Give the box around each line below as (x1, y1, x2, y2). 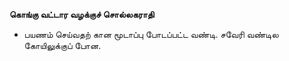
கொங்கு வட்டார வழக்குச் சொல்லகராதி (9, 9, 155, 20)
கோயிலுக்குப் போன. (23, 40, 102, 51)
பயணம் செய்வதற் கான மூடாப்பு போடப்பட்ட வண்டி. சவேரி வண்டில (23, 29, 279, 40)
